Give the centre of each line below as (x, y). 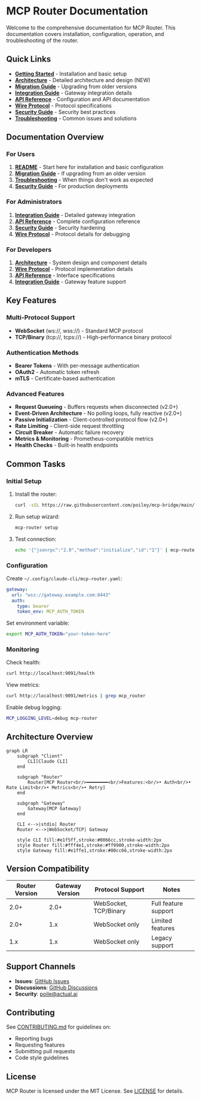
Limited (162, 920)
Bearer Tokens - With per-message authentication (77, 366)
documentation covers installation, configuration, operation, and (85, 34)
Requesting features (40, 1045)
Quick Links (29, 59)
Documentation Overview (55, 137)
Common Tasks (36, 464)
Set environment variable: (38, 623)
